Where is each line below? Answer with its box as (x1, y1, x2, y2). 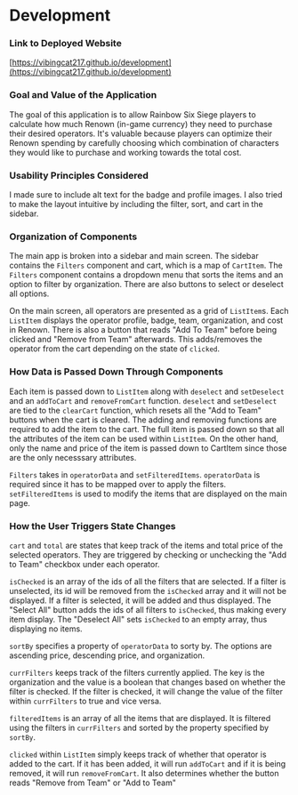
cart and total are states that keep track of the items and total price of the (9, 540, 283, 550)
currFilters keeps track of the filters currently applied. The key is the (9, 667, 265, 678)
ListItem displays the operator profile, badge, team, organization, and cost (9, 315, 284, 325)
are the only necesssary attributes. (9, 452, 137, 462)
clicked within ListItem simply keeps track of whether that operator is (9, 749, 267, 759)
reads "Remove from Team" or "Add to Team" (9, 777, 176, 788)
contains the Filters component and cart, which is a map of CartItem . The (9, 260, 283, 271)
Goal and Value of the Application (9, 89, 157, 101)
